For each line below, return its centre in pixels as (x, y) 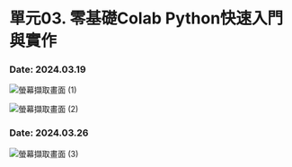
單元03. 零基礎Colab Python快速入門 (146, 18)
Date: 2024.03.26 (49, 133)
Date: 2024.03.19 (48, 70)
